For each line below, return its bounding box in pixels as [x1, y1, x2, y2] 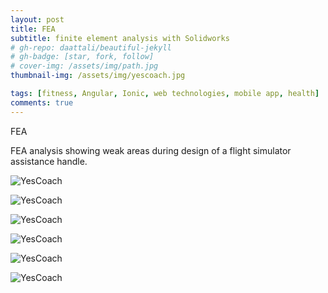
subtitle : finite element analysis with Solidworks [10, 33, 230, 43]
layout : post [10, 14, 65, 25]
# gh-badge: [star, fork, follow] [10, 52, 155, 62]
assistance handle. [10, 155, 88, 167]
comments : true [10, 97, 74, 108]
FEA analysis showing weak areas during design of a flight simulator [10, 144, 292, 156]
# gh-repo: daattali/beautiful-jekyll [10, 42, 172, 53]
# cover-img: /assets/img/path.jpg [10, 61, 159, 71]
